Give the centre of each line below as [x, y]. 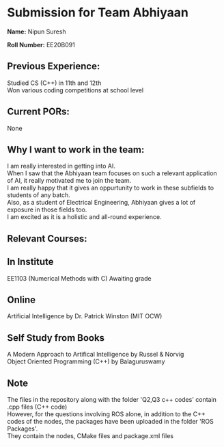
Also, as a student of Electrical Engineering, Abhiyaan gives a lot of [101, 203]
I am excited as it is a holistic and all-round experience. [84, 217]
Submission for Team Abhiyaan [98, 13]
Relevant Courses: [47, 239]
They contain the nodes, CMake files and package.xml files [90, 436]
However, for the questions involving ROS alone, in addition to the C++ [107, 414]
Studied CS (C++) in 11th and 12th [54, 83]
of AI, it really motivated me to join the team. [69, 181]
